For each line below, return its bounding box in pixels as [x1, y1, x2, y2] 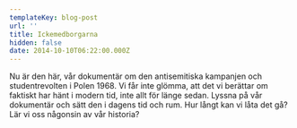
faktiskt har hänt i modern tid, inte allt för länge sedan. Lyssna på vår [9, 90, 263, 101]
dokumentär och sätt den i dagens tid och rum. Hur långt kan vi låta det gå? [9, 99, 289, 110]
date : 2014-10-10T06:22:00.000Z [9, 47, 130, 55]
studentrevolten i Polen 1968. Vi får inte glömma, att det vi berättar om [9, 81, 269, 91]
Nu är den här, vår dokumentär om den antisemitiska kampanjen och [9, 71, 263, 81]
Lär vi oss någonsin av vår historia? [9, 109, 140, 120]
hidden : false [9, 38, 63, 47]
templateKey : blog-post [9, 13, 99, 22]
